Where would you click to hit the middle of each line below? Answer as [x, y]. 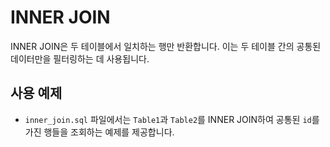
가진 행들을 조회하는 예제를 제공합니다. [99, 132]
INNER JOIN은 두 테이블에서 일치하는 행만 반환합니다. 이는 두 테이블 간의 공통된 [166, 46]
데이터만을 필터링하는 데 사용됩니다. [80, 58]
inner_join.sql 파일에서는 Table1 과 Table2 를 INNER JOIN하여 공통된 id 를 [172, 119]
